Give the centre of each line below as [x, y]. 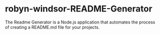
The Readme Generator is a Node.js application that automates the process [80, 22]
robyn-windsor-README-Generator [79, 9]
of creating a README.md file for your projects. [52, 27]
